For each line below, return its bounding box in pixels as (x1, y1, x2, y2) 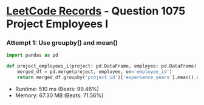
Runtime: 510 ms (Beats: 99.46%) (15, 85, 99, 92)
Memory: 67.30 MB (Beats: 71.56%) (15, 92, 104, 99)
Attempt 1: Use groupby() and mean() (6, 39, 118, 47)
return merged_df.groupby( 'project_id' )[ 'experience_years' (17, 74, 172, 81)
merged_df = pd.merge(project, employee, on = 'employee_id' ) (17, 69, 172, 75)
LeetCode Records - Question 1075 (6, 4, 186, 18)
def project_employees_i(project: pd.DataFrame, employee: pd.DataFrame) (6, 63, 197, 69)
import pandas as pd (6, 52, 59, 59)
